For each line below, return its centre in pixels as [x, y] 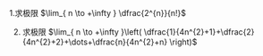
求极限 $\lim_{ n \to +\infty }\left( [82, 32]
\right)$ [183, 42]
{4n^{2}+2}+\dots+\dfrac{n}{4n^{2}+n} [95, 42]
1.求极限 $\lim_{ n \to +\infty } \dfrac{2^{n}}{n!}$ [98, 13]
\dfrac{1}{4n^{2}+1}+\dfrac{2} [199, 32]
